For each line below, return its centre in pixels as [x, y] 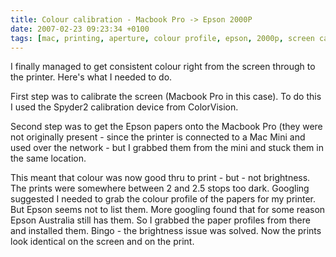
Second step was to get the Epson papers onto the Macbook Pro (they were [166, 127]
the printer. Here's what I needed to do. [91, 77]
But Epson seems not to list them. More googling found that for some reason [168, 210]
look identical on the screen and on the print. [102, 242]
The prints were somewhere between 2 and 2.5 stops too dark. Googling [160, 188]
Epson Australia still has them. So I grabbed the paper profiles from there [160, 220]
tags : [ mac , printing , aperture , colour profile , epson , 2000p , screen [162, 38]
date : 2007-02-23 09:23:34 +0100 [80, 29]
